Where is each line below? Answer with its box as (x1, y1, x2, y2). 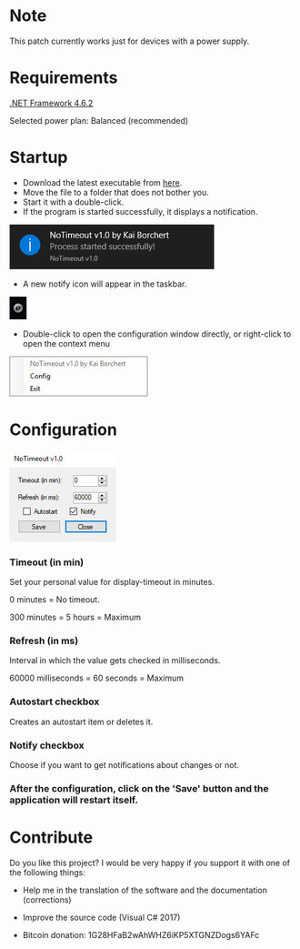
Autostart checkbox (9, 695, 100, 708)
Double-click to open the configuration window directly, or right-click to (22, 328, 292, 339)
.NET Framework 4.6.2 (9, 97, 94, 108)
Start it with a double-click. (22, 197, 125, 207)
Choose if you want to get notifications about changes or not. (9, 759, 239, 770)
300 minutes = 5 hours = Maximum (9, 611, 141, 623)
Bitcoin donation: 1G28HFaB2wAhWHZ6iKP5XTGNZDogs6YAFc (22, 929, 260, 940)
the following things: (9, 866, 86, 878)
